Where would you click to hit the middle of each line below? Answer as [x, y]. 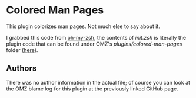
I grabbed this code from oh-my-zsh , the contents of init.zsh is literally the [96, 37]
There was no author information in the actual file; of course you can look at [98, 82]
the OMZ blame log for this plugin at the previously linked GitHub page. [92, 89]
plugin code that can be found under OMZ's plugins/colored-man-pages [94, 44]
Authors [21, 69]
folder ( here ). [22, 50]
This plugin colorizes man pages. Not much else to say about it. [83, 26]
